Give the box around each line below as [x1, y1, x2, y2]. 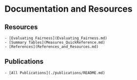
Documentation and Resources [4, 3, 133, 15]
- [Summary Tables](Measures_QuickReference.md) [4, 40, 105, 45]
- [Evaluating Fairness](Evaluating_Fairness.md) [4, 36, 108, 40]
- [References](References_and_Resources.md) [4, 44, 98, 49]
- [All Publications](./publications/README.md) [4, 70, 105, 75]
